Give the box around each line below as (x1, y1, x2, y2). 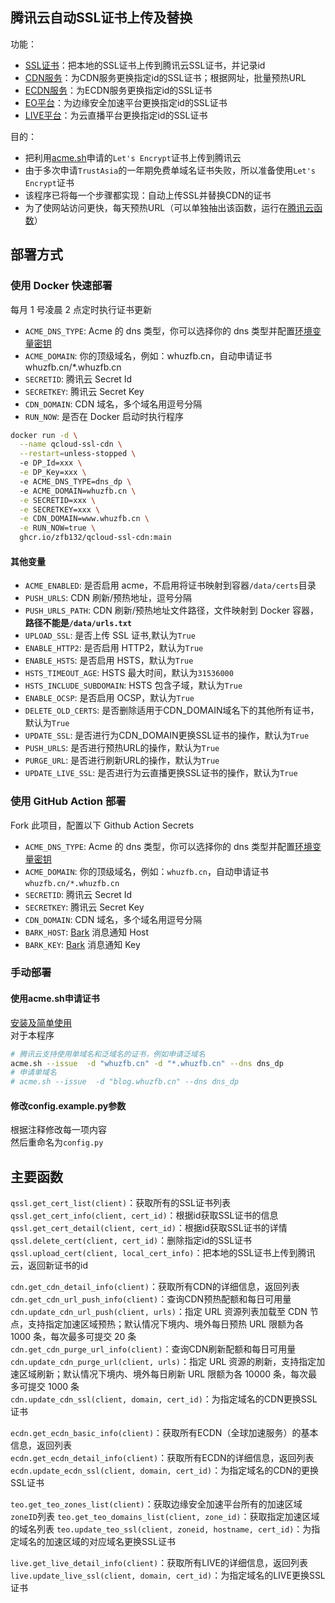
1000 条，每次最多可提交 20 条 (10, 1331, 137, 1343)
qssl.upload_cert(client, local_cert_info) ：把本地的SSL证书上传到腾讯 (10, 1247, 316, 1259)
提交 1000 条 (27, 1381, 80, 1393)
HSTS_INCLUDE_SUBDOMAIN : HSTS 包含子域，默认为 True (24, 679, 243, 692)
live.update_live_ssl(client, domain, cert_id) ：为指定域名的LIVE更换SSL (10, 1569, 326, 1582)
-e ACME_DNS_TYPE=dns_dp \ (19, 476, 132, 487)
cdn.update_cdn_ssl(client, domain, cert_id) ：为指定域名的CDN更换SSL (10, 1393, 318, 1405)
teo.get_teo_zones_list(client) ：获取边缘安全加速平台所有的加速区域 (10, 1498, 303, 1510)
